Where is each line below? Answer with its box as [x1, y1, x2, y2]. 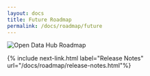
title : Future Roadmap [7, 16, 72, 23]
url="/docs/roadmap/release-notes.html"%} [7, 62, 132, 70]
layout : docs [7, 9, 45, 17]
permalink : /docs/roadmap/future [7, 22, 103, 29]
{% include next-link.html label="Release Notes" [7, 54, 144, 62]
